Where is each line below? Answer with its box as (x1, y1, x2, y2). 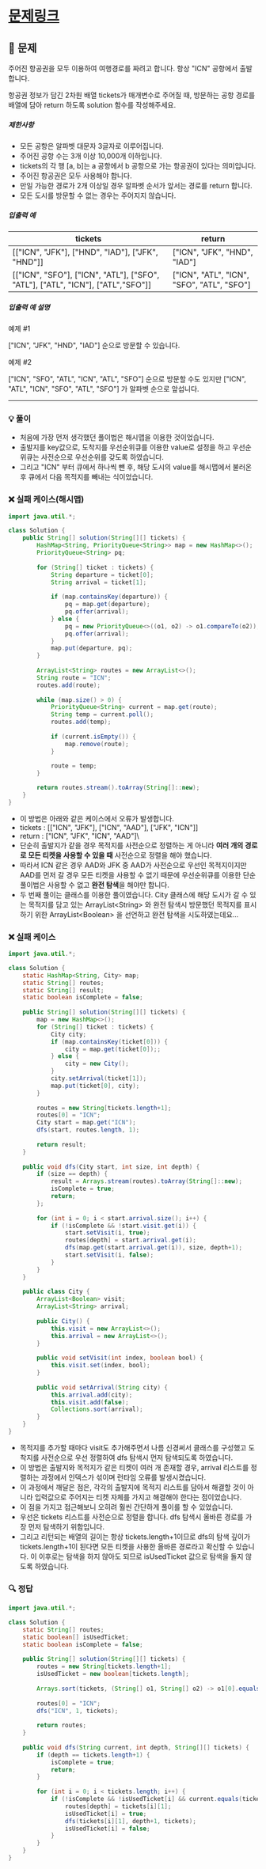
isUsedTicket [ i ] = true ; (64, 1810, 147, 1818)
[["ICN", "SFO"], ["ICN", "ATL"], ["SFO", (12, 269, 160, 280)
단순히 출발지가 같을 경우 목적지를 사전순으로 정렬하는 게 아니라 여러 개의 (19, 840, 244, 850)
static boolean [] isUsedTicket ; (22, 1633, 129, 1641)
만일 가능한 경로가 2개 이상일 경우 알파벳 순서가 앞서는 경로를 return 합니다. (19, 180, 253, 190)
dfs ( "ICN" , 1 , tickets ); (36, 1707, 119, 1715)
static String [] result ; (22, 986, 104, 994)
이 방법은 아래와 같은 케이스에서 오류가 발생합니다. (19, 813, 174, 823)
